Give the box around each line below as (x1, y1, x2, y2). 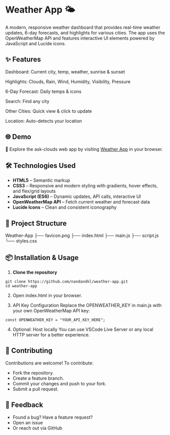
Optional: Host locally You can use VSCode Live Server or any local (12, 326, 154, 332)
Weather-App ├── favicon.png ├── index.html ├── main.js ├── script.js (5, 232, 159, 239)
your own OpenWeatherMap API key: (12, 308, 90, 314)
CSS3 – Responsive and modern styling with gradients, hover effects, (12, 183, 158, 189)
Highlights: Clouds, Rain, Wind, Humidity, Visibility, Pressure (5, 78, 131, 84)
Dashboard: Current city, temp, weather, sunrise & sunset (5, 69, 125, 75)
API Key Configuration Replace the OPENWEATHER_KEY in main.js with (12, 303, 162, 308)
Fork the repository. (12, 370, 54, 376)
